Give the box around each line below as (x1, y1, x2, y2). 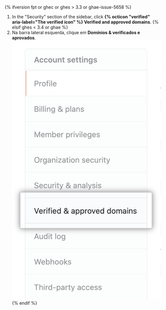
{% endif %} (11, 300, 38, 306)
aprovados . (11, 35, 36, 41)
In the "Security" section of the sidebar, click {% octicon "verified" (11, 14, 150, 19)
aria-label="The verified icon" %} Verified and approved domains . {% (11, 19, 159, 25)
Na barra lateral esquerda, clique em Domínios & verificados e (11, 30, 140, 35)
